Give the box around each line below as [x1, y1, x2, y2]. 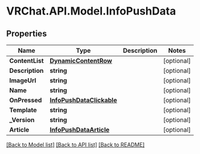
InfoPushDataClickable [49, 96, 117, 104]
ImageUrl [9, 76, 36, 84]
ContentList [9, 56, 44, 65]
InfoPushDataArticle [49, 126, 110, 134]
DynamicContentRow [49, 56, 112, 65]
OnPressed [9, 96, 42, 104]
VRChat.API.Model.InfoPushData [6, 4, 176, 18]
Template [9, 106, 37, 114]
